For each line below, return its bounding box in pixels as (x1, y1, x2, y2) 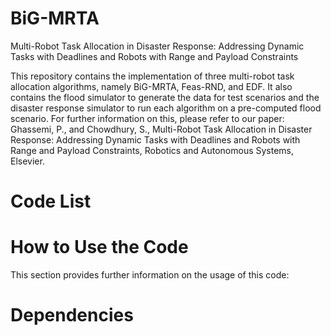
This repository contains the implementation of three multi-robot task (10, 70, 295, 82)
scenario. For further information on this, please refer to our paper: (10, 112, 285, 124)
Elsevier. (10, 155, 45, 167)
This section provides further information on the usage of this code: (10, 269, 290, 281)
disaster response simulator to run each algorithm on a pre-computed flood (10, 102, 322, 114)
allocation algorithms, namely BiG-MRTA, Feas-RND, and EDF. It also (10, 80, 293, 92)
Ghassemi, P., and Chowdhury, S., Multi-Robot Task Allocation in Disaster (10, 123, 313, 135)
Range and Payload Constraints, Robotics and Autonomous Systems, (10, 144, 295, 156)
